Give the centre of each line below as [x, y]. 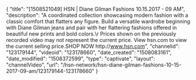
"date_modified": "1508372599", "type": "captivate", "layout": [81, 59]
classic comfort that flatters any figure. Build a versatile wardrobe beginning [98, 21]
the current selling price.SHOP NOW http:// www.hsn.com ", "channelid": [93, 46]
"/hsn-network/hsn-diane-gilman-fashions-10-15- [121, 65]
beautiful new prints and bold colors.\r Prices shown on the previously [91, 34]
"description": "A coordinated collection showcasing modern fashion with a [97, 15]
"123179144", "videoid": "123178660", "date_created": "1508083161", [89, 52]
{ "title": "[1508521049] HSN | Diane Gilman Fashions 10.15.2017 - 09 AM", [96, 9]
